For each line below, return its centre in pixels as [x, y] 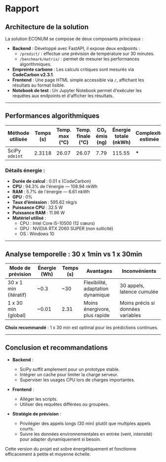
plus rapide [97, 315]
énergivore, [97, 309]
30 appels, [132, 285]
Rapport [22, 9]
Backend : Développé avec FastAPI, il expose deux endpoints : [76, 48]
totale [122, 136]
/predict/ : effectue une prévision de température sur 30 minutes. [87, 53]
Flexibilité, [95, 282]
